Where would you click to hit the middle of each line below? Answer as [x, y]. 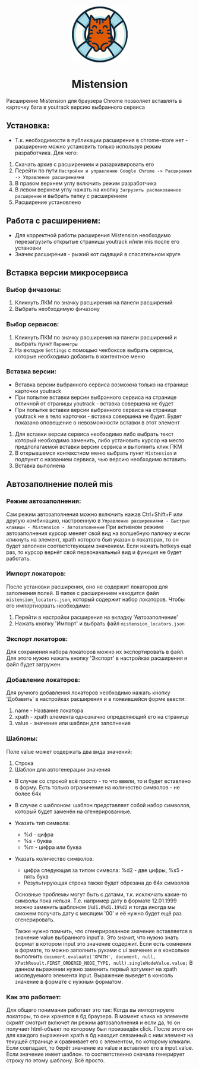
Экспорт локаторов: [37, 638]
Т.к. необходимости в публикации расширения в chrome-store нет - [101, 140]
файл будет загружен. [34, 665]
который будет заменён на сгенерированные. [73, 811]
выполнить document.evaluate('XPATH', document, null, [85, 956]
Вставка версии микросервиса [67, 273]
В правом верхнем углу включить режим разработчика [86, 183]
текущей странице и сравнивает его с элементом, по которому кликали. [99, 1041]
